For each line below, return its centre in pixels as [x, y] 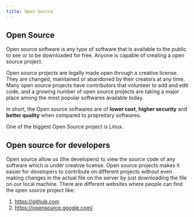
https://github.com [37, 202]
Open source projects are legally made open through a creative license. [92, 73]
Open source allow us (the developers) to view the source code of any [91, 159]
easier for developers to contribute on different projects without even [89, 172]
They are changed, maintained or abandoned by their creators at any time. [96, 79]
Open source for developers [58, 145]
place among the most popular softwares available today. [75, 98]
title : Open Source [30, 11]
